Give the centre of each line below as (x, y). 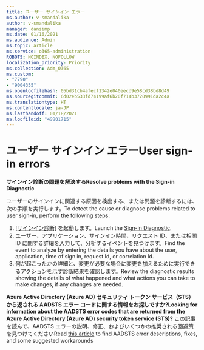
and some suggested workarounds (50, 341)
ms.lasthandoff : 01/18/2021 (42, 113)
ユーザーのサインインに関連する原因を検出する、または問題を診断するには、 (102, 201)
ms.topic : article (29, 46)
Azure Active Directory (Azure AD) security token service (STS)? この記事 (101, 318)
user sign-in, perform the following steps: (58, 215)
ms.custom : (20, 74)
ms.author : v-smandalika (38, 18)
